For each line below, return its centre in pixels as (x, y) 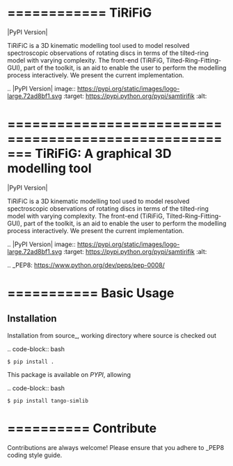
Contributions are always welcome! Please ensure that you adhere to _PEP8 (116, 447)
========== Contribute (82, 428)
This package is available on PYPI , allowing (69, 374)
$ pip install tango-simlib (48, 401)
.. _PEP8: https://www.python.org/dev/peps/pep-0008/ (86, 265)
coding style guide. (35, 455)
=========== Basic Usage (91, 293)
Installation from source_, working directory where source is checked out (112, 335)
